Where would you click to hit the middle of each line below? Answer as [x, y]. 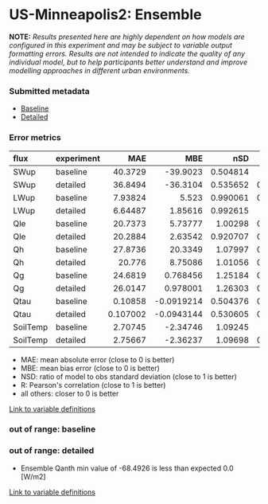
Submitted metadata [49, 91]
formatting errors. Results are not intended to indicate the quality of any [127, 53]
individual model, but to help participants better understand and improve [128, 62]
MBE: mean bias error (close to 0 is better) [90, 368]
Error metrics [35, 138]
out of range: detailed [52, 451]
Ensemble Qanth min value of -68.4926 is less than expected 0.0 [127, 468]
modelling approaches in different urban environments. [99, 70]
